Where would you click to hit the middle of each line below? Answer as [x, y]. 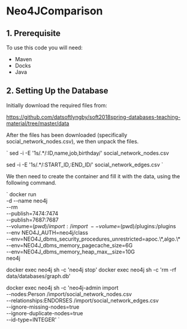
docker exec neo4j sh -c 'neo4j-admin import [62, 288]
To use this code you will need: [44, 47]
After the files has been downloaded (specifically [67, 135]
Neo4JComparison [55, 11]
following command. [31, 183]
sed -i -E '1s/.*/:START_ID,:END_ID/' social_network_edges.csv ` [85, 164]
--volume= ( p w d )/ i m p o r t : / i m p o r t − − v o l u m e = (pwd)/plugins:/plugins [91, 226]
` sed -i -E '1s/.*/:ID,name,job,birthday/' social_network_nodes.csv [88, 153]
